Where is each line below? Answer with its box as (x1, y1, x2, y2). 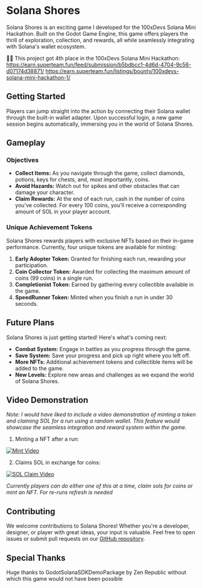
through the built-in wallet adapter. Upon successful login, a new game (6, 114, 183, 121)
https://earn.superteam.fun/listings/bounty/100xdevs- (45, 67, 179, 74)
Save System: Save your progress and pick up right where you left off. (14, 352, 191, 359)
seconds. (14, 300, 39, 307)
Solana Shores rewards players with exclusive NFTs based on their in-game (6, 237, 194, 244)
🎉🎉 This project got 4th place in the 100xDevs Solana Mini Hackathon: (6, 54, 180, 62)
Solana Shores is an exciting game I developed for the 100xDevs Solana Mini (6, 24, 196, 31)
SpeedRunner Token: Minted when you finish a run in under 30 (14, 294, 173, 301)
